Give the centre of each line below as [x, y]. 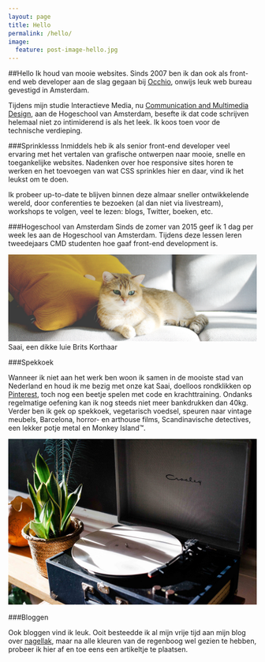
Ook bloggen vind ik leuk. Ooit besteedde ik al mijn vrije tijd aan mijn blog [127, 632]
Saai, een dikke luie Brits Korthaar [63, 347]
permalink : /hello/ [40, 33]
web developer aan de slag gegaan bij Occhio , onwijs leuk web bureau [137, 82]
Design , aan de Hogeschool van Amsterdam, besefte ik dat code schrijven [129, 114]
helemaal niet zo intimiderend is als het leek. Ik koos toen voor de [114, 122]
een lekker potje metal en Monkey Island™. [77, 428]
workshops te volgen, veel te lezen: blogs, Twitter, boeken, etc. [111, 211]
